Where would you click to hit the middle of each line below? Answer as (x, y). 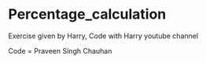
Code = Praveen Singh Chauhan (60, 51)
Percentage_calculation (87, 14)
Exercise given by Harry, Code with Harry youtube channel (103, 36)
